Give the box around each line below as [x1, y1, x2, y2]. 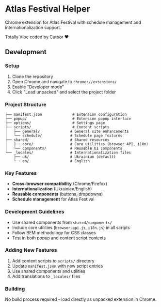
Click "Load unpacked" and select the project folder [12, 89, 116, 95]
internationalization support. [5, 24, 62, 30]
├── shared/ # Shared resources [5, 137, 110, 142]
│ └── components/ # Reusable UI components [5, 146, 123, 151]
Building [5, 285, 25, 292]
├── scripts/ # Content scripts [5, 124, 110, 129]
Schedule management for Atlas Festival [12, 196, 95, 202]
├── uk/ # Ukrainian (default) [14, 154, 116, 159]
